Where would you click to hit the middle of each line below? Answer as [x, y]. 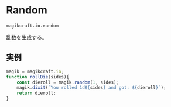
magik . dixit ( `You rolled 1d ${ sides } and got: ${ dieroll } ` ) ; [91, 88]
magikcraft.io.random [33, 26]
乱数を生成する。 [27, 37]
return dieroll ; [37, 93]
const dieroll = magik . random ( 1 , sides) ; [68, 82]
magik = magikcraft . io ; [35, 71]
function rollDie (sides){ [37, 77]
